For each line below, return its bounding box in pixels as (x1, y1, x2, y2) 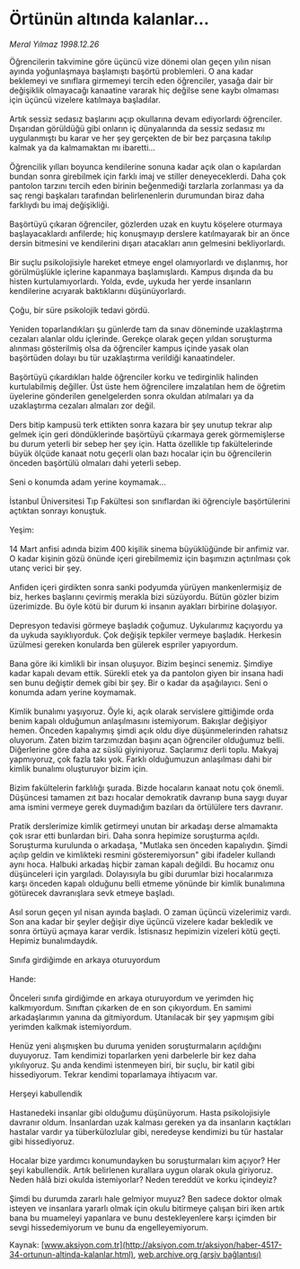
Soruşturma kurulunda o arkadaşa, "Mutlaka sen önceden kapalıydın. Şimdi (9, 839, 288, 850)
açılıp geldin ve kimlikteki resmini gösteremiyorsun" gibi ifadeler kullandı (9, 849, 276, 860)
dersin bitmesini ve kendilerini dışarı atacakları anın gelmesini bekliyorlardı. (9, 237, 286, 248)
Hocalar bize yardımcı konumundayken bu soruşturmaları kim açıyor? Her (9, 1155, 281, 1166)
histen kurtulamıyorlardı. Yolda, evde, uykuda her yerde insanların (9, 275, 251, 287)
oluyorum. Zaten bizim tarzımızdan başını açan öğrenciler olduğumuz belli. (9, 734, 285, 746)
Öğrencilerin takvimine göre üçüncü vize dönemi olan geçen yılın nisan (9, 56, 271, 67)
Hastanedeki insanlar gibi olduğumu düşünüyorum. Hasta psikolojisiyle (9, 1107, 271, 1118)
